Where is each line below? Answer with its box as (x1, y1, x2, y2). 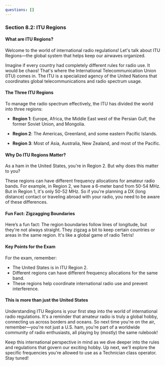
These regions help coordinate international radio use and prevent (12, 280, 148, 286)
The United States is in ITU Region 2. (12, 264, 88, 270)
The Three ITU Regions (5, 89, 54, 95)
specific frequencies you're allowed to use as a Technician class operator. (5, 350, 157, 356)
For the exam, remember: (5, 255, 57, 261)
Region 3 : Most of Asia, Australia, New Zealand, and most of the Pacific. (12, 140, 161, 146)
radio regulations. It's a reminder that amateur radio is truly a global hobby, (5, 313, 158, 320)
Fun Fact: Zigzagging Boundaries (5, 210, 76, 216)
